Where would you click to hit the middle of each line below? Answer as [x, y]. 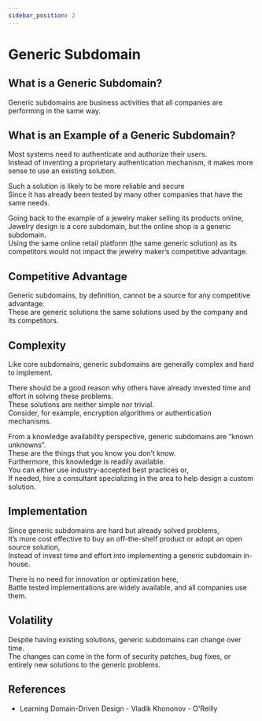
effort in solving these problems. [61, 396]
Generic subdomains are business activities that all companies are [115, 102]
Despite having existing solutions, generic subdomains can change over [125, 639]
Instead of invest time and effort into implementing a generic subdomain [125, 555]
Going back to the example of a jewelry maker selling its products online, [126, 218]
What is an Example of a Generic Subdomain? [122, 136]
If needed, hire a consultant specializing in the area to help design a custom [131, 479]
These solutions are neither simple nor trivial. [81, 405]
